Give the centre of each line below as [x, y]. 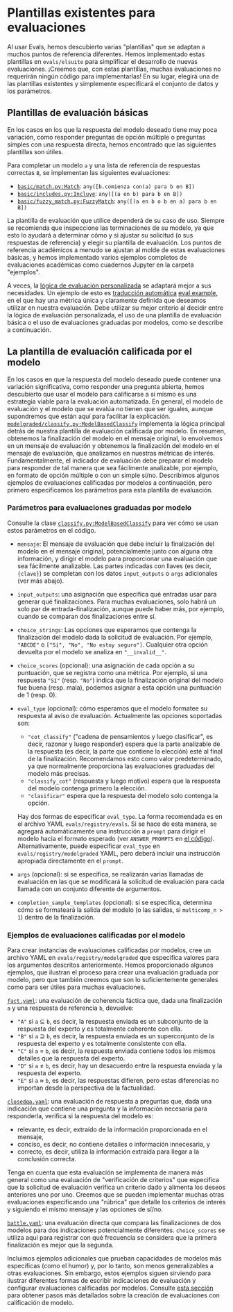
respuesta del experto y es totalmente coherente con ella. [100, 1029]
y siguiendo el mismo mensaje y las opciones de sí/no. [85, 1209]
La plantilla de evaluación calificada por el [100, 352]
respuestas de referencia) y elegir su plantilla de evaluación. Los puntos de [114, 242]
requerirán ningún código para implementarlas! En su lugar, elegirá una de [113, 76]
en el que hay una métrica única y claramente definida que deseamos [107, 300]
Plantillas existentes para [81, 13]
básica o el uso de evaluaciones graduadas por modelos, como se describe [115, 322]
